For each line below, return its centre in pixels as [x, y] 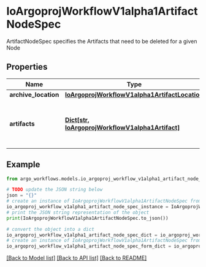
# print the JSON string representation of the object [78, 212]
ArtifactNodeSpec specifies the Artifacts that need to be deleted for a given [102, 41]
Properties [27, 67]
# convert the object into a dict [51, 229]
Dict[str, [78, 119]
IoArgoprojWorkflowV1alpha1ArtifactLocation [134, 94]
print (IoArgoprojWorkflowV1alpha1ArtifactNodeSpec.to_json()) [87, 218]
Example [23, 164]
